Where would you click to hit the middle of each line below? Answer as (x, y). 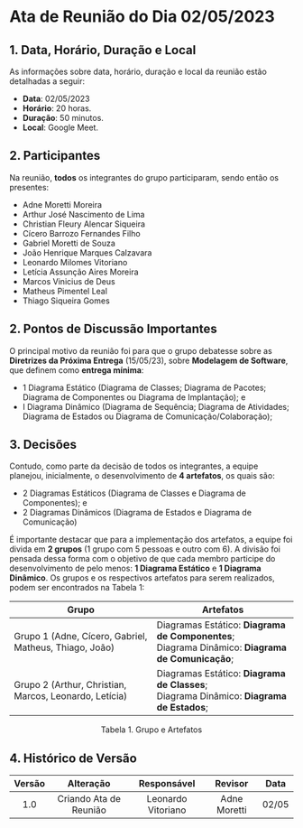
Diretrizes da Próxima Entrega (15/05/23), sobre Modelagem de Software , (149, 360)
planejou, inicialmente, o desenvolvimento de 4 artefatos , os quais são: (142, 476)
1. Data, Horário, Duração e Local (103, 50)
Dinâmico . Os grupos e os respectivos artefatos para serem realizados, (142, 578)
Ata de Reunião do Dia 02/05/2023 (142, 17)
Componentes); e (55, 503)
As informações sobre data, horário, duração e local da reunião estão (138, 71)
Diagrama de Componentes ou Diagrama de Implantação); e (134, 397)
